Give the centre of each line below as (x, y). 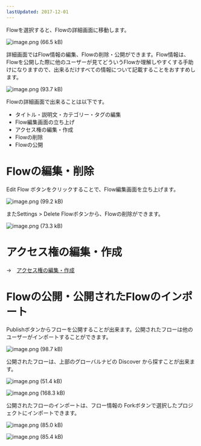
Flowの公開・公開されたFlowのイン (94, 296)
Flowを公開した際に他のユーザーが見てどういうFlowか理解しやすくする (95, 62)
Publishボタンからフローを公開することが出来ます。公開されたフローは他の (100, 329)
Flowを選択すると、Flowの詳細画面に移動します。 (68, 30)
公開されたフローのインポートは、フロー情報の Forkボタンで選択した (92, 406)
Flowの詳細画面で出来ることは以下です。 (57, 102)
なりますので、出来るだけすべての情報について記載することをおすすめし (106, 69)
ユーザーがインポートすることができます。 (59, 337)
